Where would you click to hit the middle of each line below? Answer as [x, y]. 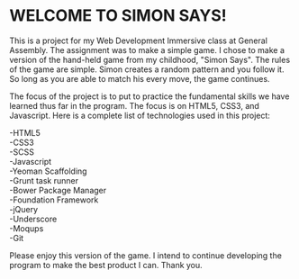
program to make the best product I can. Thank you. [106, 265]
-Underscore [33, 219]
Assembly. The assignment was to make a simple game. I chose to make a [147, 49]
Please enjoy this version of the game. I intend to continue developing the [145, 255]
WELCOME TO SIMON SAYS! [118, 16]
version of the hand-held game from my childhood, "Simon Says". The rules [150, 59]
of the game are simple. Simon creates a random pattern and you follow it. [147, 69]
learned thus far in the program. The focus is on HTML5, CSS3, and [134, 105]
